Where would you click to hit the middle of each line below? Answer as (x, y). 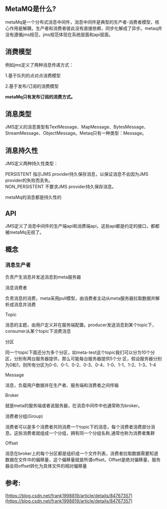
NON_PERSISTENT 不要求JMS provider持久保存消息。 (61, 187)
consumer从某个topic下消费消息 (38, 331)
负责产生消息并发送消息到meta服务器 (43, 277)
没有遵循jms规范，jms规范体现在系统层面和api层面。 (59, 35)
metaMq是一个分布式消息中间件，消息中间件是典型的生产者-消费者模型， (80, 22)
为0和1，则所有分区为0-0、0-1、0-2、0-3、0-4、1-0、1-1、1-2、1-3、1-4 (81, 365)
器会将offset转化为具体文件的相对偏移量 (46, 466)
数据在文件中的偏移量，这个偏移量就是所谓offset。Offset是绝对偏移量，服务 (83, 459)
